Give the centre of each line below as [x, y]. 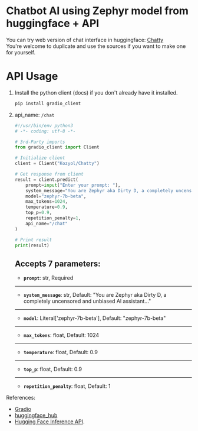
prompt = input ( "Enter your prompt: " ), [73, 185]
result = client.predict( [46, 179]
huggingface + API [53, 23]
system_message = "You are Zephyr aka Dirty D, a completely [100, 190]
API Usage [32, 77]
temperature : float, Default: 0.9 [61, 352]
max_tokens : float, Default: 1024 [61, 335]
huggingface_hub [36, 416]
